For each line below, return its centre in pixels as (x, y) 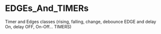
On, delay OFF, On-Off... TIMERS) (38, 26)
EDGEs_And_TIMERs (47, 8)
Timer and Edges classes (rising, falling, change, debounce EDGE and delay (80, 22)
